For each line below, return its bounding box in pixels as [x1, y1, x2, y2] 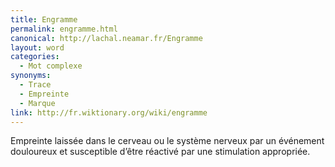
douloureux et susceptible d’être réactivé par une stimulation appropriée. [10, 146, 311, 158]
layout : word [10, 42, 65, 53]
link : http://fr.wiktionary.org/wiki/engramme [10, 107, 208, 118]
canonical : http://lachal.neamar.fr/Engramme [10, 33, 203, 43]
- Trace [19, 80, 52, 90]
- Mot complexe [19, 61, 83, 71]
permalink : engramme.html [10, 24, 118, 34]
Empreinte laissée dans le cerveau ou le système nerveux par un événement [10, 135, 325, 147]
